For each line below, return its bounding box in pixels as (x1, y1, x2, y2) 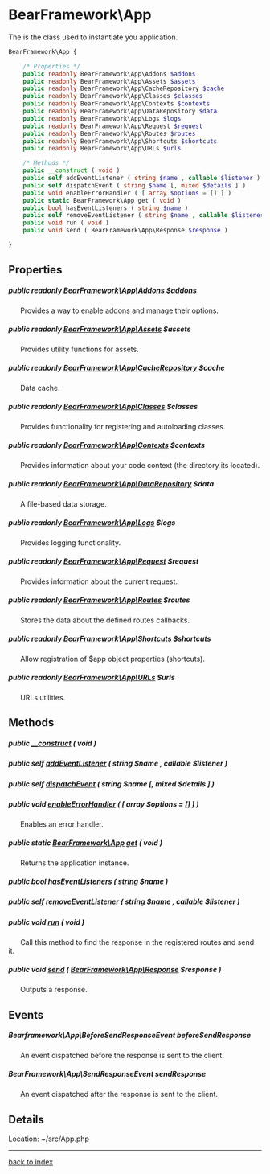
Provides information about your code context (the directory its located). (19, 461, 260, 470)
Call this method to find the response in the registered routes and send (19, 938, 255, 947)
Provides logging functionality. (19, 538, 121, 548)
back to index (8, 1157, 54, 1167)
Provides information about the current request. (19, 577, 178, 586)
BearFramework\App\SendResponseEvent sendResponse (8, 1069, 207, 1079)
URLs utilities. (19, 692, 66, 702)
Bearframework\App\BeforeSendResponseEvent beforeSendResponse (8, 1031, 252, 1041)
